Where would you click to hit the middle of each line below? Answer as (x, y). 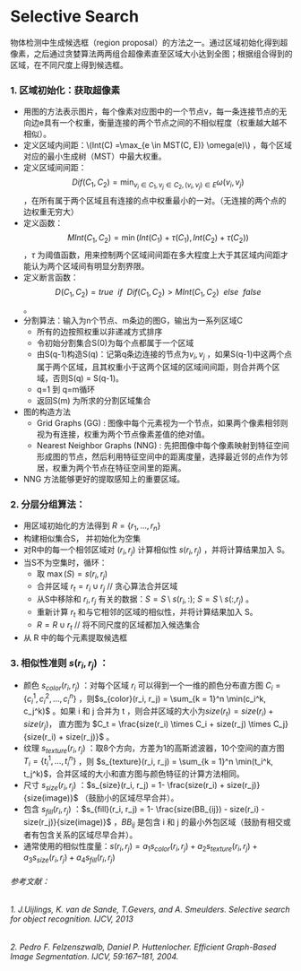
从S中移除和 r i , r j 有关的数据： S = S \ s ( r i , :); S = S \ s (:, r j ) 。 (145, 600)
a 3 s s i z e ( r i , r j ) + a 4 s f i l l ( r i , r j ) (69, 858)
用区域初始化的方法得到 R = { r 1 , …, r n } (92, 526)
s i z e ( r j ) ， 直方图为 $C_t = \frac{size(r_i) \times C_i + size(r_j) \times (147, 725)
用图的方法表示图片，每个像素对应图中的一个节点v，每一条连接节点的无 (155, 112)
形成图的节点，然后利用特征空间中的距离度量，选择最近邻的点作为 (158, 456)
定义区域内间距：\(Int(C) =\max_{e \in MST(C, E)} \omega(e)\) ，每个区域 (157, 145)
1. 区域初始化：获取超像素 (65, 90)
